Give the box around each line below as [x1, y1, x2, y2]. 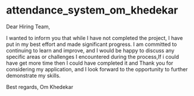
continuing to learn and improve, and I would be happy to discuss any [6, 47, 175, 54]
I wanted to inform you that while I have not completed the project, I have [6, 34, 183, 41]
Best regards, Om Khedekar [6, 83, 73, 90]
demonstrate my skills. [6, 72, 61, 79]
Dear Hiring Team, [6, 23, 51, 30]
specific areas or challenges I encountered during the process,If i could [6, 53, 179, 60]
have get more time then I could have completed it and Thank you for [6, 59, 173, 67]
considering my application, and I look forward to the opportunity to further [6, 65, 188, 72]
